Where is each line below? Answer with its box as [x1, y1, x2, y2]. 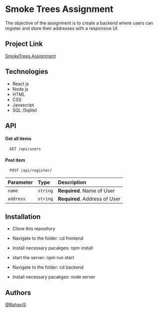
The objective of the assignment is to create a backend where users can [5, 20, 153, 26]
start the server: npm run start [12, 255, 75, 261]
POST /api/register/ [9, 168, 52, 173]
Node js [12, 86, 29, 92]
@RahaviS [5, 302, 26, 308]
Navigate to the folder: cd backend [12, 264, 83, 270]
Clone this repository [12, 226, 56, 232]
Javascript [12, 102, 34, 108]
